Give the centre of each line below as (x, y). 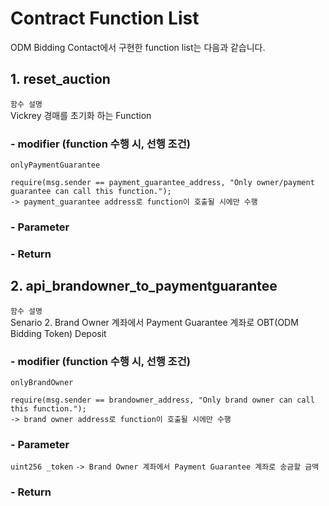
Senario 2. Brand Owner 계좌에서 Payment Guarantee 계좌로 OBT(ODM (154, 322)
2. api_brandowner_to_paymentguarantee (144, 286)
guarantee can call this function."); (91, 192)
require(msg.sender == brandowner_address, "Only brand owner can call (162, 400)
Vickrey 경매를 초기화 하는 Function (81, 115)
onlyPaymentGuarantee (55, 165)
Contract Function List (105, 18)
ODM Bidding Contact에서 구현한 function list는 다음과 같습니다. (138, 47)
